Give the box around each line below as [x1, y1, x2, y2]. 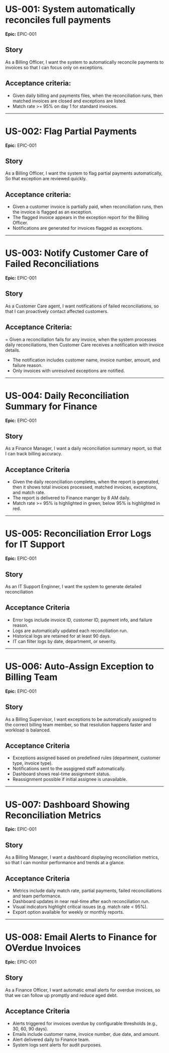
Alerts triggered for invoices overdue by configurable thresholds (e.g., [12, 1020, 157, 1026]
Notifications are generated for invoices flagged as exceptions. [12, 225, 143, 231]
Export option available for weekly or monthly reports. [12, 909, 124, 915]
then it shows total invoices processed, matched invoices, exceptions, [12, 484, 158, 490]
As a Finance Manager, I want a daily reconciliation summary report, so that [5, 445, 162, 451]
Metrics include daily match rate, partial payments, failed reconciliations [12, 887, 162, 893]
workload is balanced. [5, 727, 51, 733]
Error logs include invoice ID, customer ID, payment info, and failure [12, 617, 152, 623]
